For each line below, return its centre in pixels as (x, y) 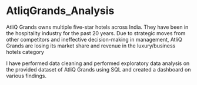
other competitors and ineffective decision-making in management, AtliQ (94, 39)
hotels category (25, 52)
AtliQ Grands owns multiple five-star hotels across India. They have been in (97, 27)
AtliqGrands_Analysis (60, 11)
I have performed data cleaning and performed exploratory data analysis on (98, 63)
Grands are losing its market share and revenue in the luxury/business (91, 46)
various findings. (26, 76)
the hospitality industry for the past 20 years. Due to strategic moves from (96, 33)
